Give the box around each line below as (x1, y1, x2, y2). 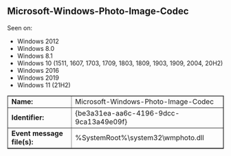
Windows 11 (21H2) (16, 80, 71, 89)
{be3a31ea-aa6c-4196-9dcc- (74, 108, 180, 118)
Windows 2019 (16, 74, 60, 82)
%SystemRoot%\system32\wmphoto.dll (74, 133, 204, 142)
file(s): (11, 137, 34, 146)
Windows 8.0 (16, 44, 55, 52)
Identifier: (11, 113, 45, 122)
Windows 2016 (16, 66, 60, 74)
